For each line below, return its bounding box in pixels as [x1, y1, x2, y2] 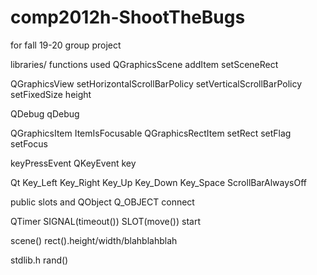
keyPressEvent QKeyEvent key [10, 157, 137, 169]
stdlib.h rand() [10, 254, 69, 266]
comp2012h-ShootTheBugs [10, 6, 246, 29]
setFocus [10, 137, 48, 150]
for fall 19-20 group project [10, 39, 122, 51]
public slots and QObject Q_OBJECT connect [10, 196, 195, 208]
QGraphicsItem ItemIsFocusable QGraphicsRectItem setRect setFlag [10, 127, 292, 139]
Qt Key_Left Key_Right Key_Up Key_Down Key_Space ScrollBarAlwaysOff [10, 176, 307, 188]
